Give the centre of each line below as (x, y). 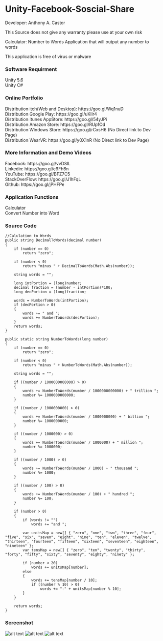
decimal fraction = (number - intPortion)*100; (63, 288)
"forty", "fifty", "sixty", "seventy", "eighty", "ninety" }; (70, 554)
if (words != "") (40, 520)
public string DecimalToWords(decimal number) (53, 240)
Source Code (21, 226)
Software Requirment (31, 69)
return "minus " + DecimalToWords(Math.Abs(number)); (79, 266)
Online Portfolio (24, 98)
